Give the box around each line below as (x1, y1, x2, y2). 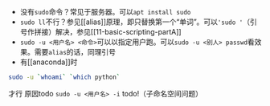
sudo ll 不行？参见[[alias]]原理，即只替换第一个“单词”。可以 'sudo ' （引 (19, 17, 257, 26)
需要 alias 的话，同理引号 (34, 47, 117, 56)
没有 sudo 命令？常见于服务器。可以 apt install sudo (19, 7, 191, 16)
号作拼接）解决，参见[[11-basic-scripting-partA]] (19, 27, 182, 36)
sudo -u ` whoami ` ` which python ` (8, 73, 121, 81)
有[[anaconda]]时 (19, 57, 78, 67)
